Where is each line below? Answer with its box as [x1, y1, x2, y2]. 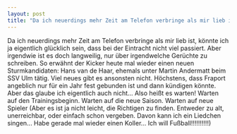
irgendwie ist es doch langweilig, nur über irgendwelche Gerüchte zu [7, 51, 208, 60]
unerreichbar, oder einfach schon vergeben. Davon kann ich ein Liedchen [7, 111, 221, 120]
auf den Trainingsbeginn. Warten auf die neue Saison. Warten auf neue [7, 96, 214, 104]
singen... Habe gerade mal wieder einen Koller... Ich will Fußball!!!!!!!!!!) [7, 118, 212, 127]
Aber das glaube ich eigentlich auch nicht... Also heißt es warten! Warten [7, 89, 219, 97]
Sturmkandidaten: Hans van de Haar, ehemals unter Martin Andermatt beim [7, 66, 226, 75]
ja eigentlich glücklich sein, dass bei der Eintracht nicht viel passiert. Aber [7, 44, 222, 52]
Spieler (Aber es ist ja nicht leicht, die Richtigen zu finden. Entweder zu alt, [7, 104, 224, 112]
